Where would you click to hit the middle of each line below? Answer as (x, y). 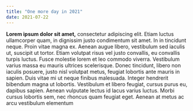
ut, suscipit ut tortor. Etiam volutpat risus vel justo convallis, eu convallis (93, 53)
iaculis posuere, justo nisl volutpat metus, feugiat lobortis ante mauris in (93, 71)
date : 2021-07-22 (27, 17)
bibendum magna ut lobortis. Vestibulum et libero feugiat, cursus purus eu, (97, 84)
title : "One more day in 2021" (44, 12)
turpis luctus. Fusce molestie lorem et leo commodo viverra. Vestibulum (93, 59)
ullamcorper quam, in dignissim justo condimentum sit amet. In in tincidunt (96, 40)
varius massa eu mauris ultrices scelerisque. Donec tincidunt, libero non (94, 65)
